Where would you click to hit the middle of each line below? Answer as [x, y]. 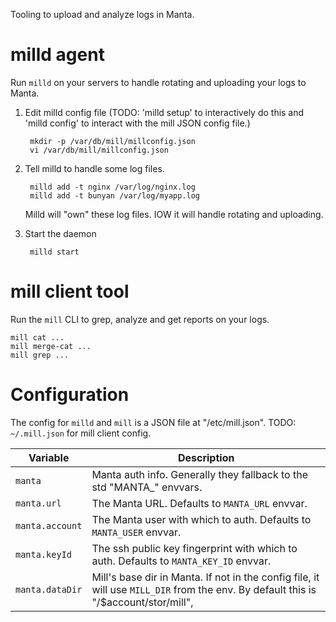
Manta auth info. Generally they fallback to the [200, 474]
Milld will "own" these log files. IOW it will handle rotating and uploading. [174, 214]
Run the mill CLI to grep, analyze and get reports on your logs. [140, 319]
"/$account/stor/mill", [142, 602]
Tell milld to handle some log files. [94, 168]
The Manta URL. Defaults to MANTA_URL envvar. [199, 503]
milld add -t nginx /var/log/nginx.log [112, 187]
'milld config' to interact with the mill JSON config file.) [137, 123]
